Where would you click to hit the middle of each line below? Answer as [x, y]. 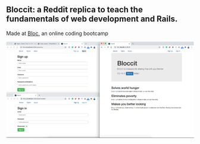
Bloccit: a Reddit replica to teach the [74, 10]
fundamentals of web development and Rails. [92, 19]
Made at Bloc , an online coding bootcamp [57, 33]
